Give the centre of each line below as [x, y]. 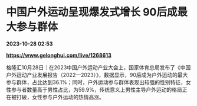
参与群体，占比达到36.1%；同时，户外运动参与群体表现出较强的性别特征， [96, 82]
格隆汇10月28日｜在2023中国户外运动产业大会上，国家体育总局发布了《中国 [98, 67]
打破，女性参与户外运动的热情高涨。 [60, 97]
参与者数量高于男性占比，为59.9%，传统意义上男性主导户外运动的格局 [96, 89]
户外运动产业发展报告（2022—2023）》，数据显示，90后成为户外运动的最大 [97, 75]
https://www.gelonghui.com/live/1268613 [59, 55]
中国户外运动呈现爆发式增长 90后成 [92, 12]
